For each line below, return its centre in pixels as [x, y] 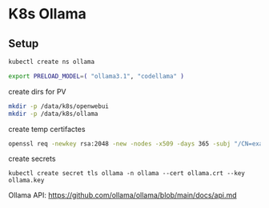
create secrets [32, 159]
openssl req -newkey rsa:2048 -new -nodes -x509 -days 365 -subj [119, 144]
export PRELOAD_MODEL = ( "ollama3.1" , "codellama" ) [96, 76]
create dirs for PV [37, 91]
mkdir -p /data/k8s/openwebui [59, 106]
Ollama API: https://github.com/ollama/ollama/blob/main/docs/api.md [123, 195]
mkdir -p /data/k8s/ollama [53, 114]
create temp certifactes [47, 129]
